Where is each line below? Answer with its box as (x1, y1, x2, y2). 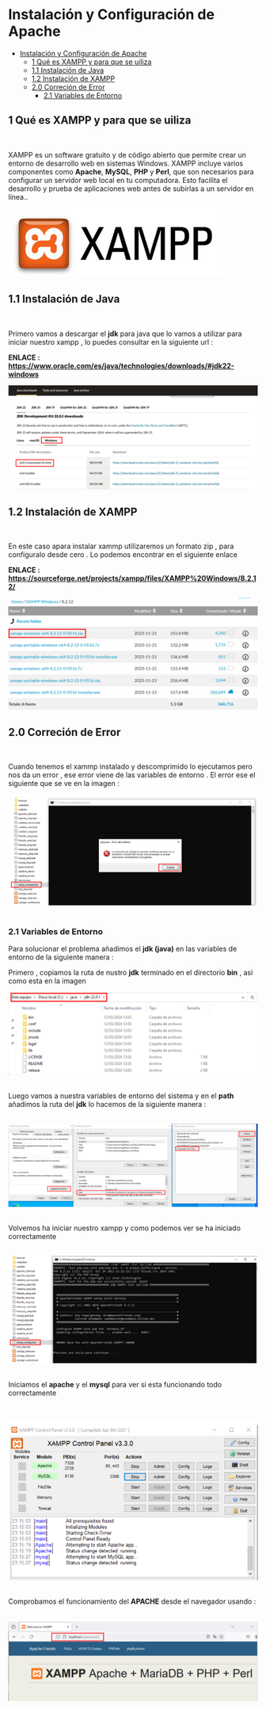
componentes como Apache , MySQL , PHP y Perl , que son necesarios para (8, 166, 254, 176)
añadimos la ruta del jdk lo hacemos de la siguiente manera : (8, 1099, 207, 1108)
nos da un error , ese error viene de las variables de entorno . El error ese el (8, 770, 256, 780)
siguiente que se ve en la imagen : (8, 779, 120, 788)
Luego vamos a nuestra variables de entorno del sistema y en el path (8, 1091, 234, 1101)
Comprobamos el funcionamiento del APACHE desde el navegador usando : (8, 1596, 256, 1606)
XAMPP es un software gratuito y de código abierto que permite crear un (8, 150, 247, 159)
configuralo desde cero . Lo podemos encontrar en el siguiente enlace (8, 550, 237, 559)
